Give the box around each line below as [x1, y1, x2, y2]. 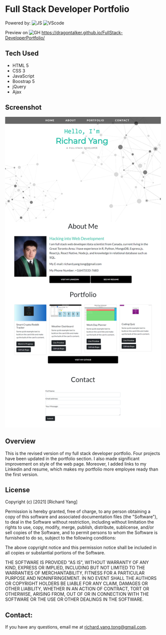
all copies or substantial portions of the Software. [5, 550, 105, 556]
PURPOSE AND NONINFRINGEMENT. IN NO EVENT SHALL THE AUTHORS [5, 575, 157, 581]
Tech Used [5, 49, 39, 58]
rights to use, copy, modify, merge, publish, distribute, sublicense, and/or [5, 524, 154, 530]
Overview [5, 437, 36, 446]
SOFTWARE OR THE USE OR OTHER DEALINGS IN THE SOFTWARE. [5, 596, 144, 602]
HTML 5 [12, 62, 29, 68]
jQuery [12, 83, 26, 89]
